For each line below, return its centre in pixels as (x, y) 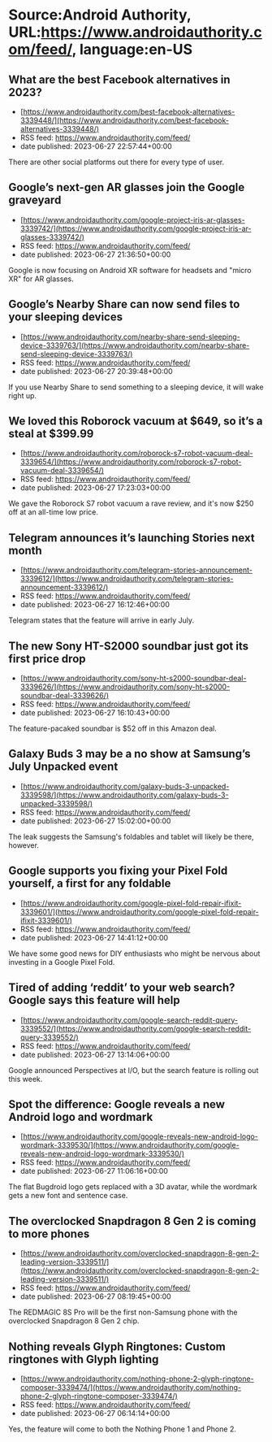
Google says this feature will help (94, 1000)
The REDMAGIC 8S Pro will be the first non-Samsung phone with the (123, 1312)
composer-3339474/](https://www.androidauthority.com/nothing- (131, 1387)
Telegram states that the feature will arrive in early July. (101, 620)
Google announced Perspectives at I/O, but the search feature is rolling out (134, 1070)
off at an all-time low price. (54, 512)
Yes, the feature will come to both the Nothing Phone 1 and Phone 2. (123, 1429)
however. (24, 845)
